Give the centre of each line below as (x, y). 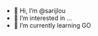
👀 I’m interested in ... (43, 18)
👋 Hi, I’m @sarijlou (40, 11)
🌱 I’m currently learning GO (52, 25)
